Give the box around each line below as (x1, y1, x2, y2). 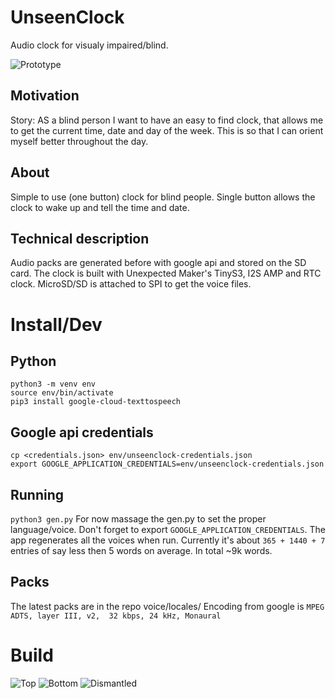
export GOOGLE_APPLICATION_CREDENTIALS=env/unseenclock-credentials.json (10, 459, 325, 470)
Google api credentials (10, 424, 154, 441)
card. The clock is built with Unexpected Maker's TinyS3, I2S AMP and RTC (10, 267, 322, 280)
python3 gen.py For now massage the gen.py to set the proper (10, 513, 267, 525)
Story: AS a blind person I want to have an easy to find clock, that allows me (10, 114, 324, 126)
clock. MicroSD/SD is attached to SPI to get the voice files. (10, 278, 252, 290)
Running (10, 486, 65, 503)
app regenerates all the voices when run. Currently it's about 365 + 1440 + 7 (10, 534, 326, 546)
